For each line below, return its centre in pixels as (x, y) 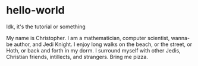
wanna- (180, 38)
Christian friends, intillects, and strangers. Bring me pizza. (77, 57)
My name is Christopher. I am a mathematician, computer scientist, (88, 38)
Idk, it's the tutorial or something (46, 27)
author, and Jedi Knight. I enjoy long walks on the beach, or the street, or (103, 44)
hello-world (36, 10)
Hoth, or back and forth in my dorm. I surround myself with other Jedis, (93, 50)
